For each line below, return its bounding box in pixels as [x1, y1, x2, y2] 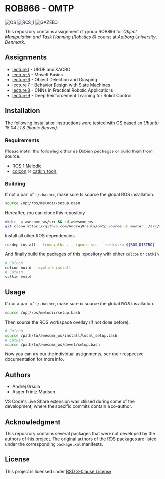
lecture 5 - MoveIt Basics [12, 72, 63, 77]
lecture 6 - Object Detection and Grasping [12, 76, 97, 82]
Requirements [5, 137, 40, 144]
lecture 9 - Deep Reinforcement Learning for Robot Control [12, 92, 132, 98]
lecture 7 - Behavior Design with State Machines [12, 82, 110, 88]
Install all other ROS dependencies [5, 232, 75, 238]
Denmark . [5, 39, 26, 45]
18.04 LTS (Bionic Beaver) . [5, 125, 59, 130]
